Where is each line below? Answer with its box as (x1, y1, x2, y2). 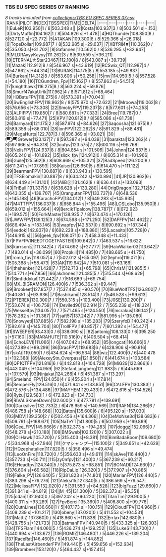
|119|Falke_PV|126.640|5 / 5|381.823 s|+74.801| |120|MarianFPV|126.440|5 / (5, 472, 160, 478)
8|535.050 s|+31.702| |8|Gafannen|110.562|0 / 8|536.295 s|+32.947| (5, 46, 145, 53)
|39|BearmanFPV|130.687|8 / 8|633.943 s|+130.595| (5, 168, 113, 174)
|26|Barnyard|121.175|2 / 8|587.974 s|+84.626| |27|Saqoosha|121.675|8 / (5, 120, 153, 126)
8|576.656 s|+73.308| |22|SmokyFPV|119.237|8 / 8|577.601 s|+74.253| (5, 105, 149, 111)
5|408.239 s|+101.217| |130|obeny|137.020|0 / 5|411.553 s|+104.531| (5, 509, 144, 516)
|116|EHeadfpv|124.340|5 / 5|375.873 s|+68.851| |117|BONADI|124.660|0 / (5, 462, 155, 468)
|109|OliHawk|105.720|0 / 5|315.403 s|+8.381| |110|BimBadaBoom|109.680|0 (5, 435, 161, 441)
